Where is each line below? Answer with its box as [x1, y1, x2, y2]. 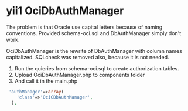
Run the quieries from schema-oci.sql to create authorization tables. [14, 65, 180, 72]
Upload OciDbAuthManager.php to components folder [14, 71, 145, 78]
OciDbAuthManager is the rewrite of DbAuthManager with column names [6, 47, 183, 54]
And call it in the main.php [14, 78, 78, 85]
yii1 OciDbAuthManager [6, 4, 124, 18]
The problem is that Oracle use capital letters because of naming [6, 23, 163, 31]
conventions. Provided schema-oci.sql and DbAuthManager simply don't [6, 29, 182, 36]
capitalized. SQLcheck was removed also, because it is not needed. [6, 53, 169, 60]
